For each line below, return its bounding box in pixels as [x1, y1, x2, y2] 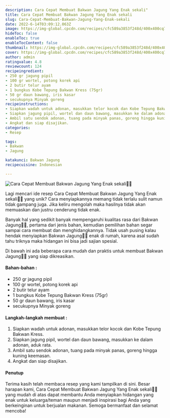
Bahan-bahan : [5, 264, 37, 271]
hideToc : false [5, 31, 37, 36]
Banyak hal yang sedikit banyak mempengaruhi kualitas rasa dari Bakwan [5, 216, 158, 222]
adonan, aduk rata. [12, 342, 52, 348]
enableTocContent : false [5, 41, 58, 46]
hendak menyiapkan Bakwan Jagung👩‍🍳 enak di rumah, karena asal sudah [5, 233, 159, 239]
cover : [5, 50, 19, 55]
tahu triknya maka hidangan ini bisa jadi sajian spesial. [5, 238, 118, 244]
